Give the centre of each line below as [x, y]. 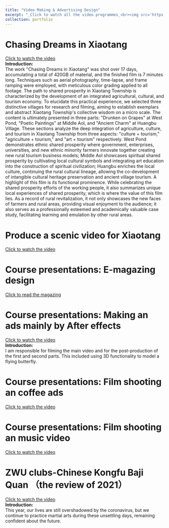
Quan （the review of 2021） [66, 485]
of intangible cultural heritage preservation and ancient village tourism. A [81, 177]
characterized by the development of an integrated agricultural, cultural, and [84, 96]
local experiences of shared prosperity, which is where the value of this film [84, 193]
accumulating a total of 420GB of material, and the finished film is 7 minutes [84, 75]
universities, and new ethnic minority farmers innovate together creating [80, 150]
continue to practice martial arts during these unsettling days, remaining [80, 515]
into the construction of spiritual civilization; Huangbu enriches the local [80, 166]
